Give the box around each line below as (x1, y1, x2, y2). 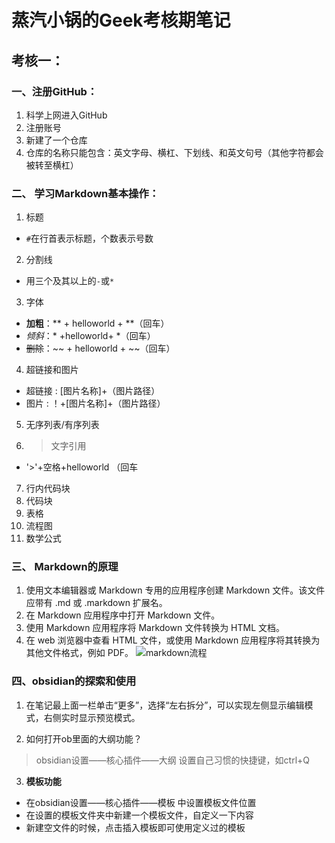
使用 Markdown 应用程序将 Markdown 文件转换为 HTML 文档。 (25, 622, 286, 634)
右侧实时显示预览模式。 (43, 711, 141, 723)
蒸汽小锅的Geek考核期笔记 (11, 9, 231, 32)
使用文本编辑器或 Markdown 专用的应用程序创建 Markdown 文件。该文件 (25, 584, 326, 596)
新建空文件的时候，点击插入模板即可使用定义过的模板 (25, 821, 246, 833)
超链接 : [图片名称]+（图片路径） (25, 385, 161, 397)
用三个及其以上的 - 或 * (25, 275, 115, 287)
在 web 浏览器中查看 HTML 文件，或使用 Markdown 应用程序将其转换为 (25, 634, 321, 646)
